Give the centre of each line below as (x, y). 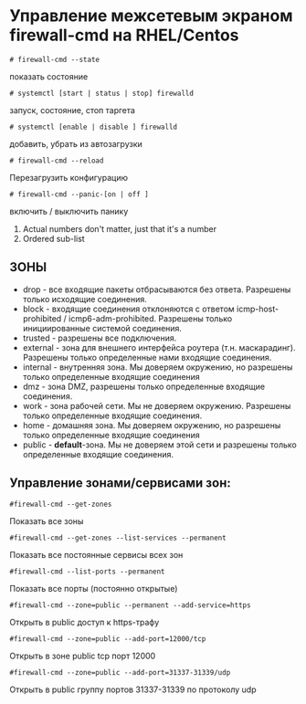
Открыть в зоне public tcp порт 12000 (83, 656)
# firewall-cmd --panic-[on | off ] (79, 194)
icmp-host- (258, 309)
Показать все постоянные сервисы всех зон (96, 554)
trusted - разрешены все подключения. (100, 338)
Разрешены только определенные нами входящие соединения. (147, 357)
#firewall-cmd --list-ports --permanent (88, 572)
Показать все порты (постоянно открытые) (94, 588)
